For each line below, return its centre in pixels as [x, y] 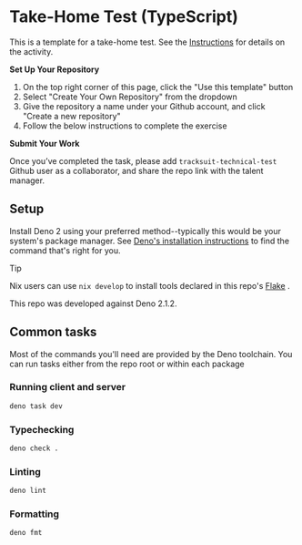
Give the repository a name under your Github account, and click [144, 106]
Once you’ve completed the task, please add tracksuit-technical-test [143, 160]
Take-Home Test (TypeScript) [124, 17]
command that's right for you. [65, 250]
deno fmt [26, 533]
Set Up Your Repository [55, 69]
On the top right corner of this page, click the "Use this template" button [158, 87]
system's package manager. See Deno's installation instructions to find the [149, 241]
